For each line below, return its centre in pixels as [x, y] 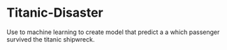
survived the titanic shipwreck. [51, 39]
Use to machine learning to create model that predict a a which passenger [113, 32]
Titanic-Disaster [55, 13]
